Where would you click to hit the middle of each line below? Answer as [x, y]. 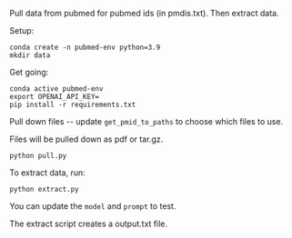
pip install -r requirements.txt [73, 104]
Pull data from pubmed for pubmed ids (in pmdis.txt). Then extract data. [144, 13]
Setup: [22, 30]
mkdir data [30, 55]
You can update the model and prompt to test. [93, 206]
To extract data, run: [48, 173]
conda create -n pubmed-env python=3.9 [85, 47]
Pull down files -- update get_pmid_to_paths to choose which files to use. [146, 121]
